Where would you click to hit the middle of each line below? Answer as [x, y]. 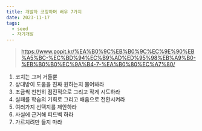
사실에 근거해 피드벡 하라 [44, 115]
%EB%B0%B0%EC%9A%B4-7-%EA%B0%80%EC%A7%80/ [98, 65]
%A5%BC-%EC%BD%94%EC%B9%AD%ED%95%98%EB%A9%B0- [109, 58]
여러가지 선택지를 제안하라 [46, 107]
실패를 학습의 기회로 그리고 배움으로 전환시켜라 [70, 100]
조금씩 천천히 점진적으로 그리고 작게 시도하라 [68, 92]
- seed [20, 29]
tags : [13, 23]
